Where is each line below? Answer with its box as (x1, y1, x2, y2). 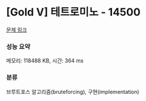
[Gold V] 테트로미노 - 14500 (6, 5, 141, 19)
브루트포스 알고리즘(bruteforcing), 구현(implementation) (6, 88, 139, 95)
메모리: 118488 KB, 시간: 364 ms (6, 57, 84, 64)
